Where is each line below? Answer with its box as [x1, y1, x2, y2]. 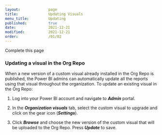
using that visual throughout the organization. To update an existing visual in [5, 81, 157, 87]
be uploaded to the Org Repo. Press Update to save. [12, 125, 117, 131]
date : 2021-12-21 [5, 25, 70, 30]
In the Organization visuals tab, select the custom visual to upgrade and [12, 105, 158, 111]
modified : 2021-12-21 [5, 30, 70, 34]
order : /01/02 [5, 34, 62, 39]
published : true [5, 20, 57, 26]
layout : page [5, 7, 57, 12]
